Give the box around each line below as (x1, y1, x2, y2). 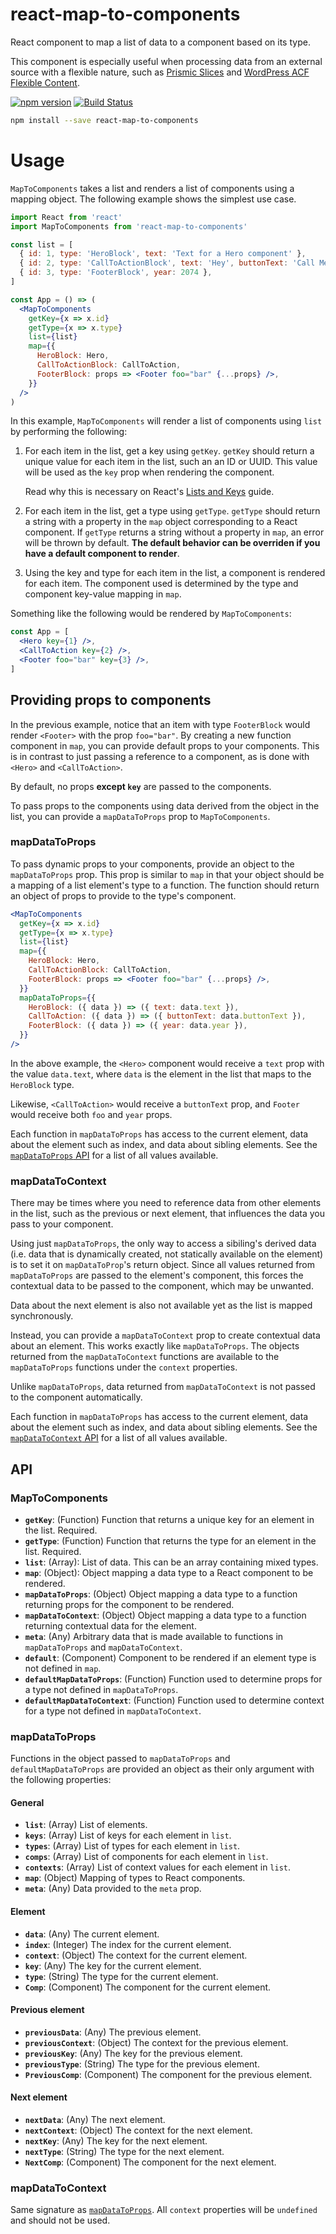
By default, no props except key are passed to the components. (10, 780, 272, 792)
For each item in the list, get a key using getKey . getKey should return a (24, 445, 315, 457)
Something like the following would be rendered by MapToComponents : (10, 608, 292, 620)
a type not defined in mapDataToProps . (24, 1683, 179, 1695)
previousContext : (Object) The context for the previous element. (24, 2036, 289, 2048)
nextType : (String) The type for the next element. (24, 2146, 225, 2158)
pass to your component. (10, 1218, 114, 1230)
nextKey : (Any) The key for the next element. (24, 2135, 208, 2147)
